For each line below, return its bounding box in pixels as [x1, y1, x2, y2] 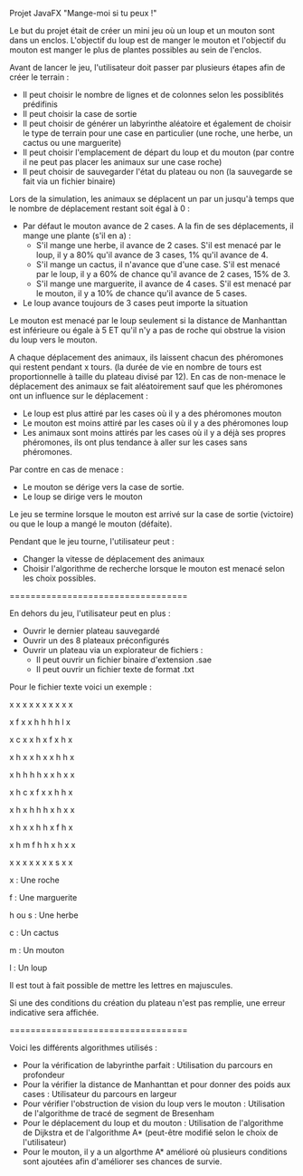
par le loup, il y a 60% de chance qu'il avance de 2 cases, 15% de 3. [35, 269, 291, 279]
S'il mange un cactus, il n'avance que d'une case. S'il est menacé [35, 259, 280, 270]
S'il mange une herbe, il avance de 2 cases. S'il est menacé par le [35, 240, 282, 250]
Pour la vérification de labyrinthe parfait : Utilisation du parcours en [22, 1060, 273, 1070]
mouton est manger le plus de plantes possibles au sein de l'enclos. [9, 44, 262, 55]
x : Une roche [9, 874, 61, 885]
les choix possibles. [22, 573, 97, 583]
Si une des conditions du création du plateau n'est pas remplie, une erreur [9, 998, 286, 1008]
